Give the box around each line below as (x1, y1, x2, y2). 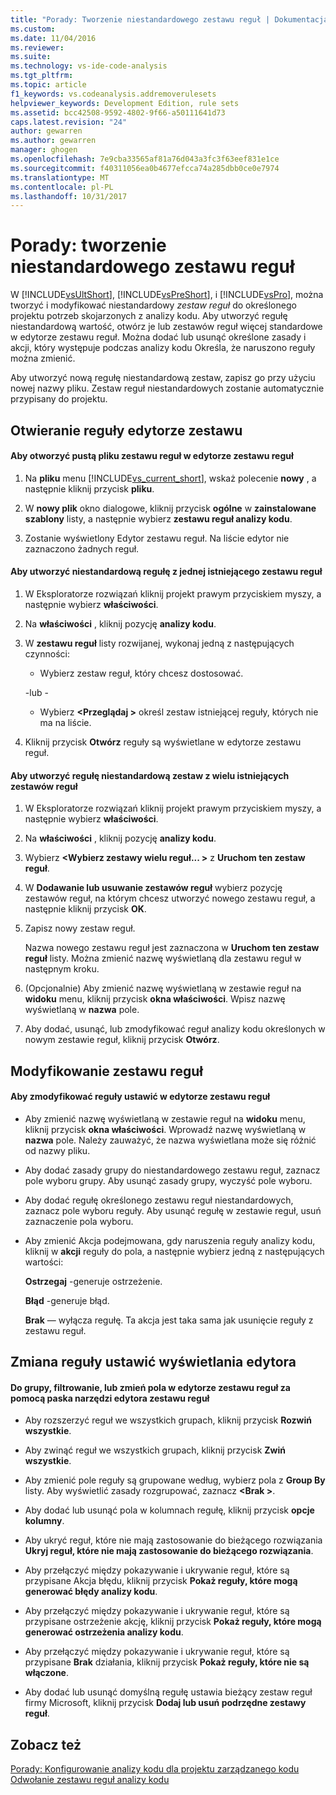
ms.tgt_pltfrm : (10, 71, 74, 81)
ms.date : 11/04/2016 (10, 33, 97, 43)
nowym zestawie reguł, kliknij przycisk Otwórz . (24, 1034, 220, 1046)
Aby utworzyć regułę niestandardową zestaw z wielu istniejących (10, 769, 290, 781)
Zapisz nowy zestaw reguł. (24, 922, 136, 935)
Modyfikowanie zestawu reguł (10, 1062, 203, 1080)
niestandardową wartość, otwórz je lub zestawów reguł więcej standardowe (10, 321, 323, 333)
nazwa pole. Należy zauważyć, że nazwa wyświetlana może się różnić (24, 1134, 317, 1146)
